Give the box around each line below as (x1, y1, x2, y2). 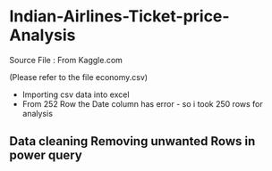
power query (9, 148, 82, 163)
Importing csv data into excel (21, 89, 130, 100)
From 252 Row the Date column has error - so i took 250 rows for (21, 98, 263, 109)
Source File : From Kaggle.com (9, 54, 123, 65)
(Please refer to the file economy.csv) (9, 71, 149, 82)
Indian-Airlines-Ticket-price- (9, 6, 230, 27)
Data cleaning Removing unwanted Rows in (9, 134, 256, 149)
